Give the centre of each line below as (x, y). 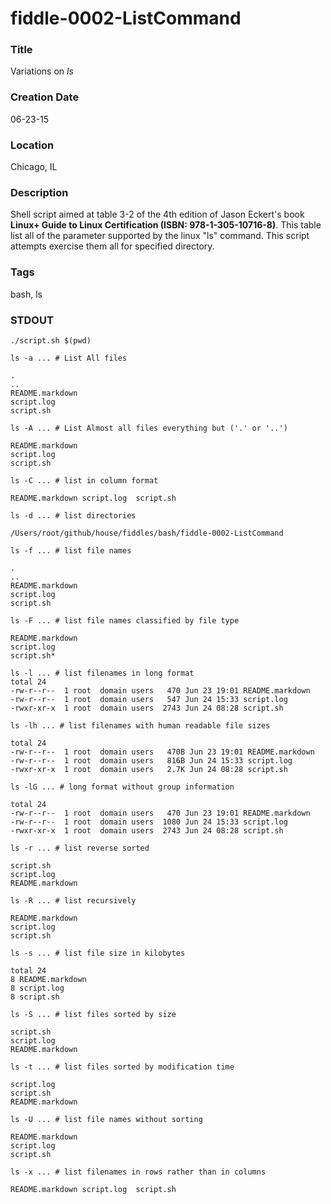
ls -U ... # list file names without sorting (106, 1119)
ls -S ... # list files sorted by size (93, 1014)
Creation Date (45, 97)
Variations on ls (42, 71)
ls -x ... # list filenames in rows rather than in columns (138, 1172)
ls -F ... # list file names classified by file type (125, 620)
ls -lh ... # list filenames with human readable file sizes (140, 725)
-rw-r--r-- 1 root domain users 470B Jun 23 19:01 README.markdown (162, 752)
